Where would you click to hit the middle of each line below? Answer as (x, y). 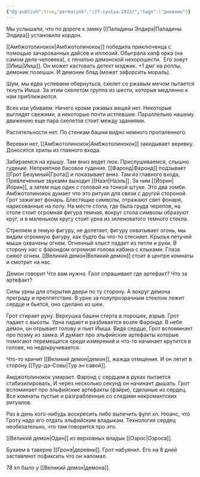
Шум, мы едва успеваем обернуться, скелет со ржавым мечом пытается (101, 84)
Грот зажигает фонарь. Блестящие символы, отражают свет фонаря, (94, 199)
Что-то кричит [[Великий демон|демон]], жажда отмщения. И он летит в (99, 359)
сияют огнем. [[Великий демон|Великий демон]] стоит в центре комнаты (100, 256)
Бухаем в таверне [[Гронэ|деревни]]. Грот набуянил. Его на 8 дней (92, 450)
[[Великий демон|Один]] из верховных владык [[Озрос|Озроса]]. (89, 438)
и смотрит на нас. (29, 262)
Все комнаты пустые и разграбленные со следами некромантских (92, 396)
